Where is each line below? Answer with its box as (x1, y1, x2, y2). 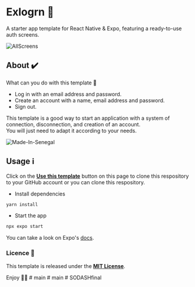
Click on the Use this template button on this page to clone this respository (6, 172, 189, 180)
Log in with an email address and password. (14, 90, 122, 97)
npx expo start (6, 224, 44, 230)
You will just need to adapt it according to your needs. (6, 127, 137, 134)
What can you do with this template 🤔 (6, 79, 97, 86)
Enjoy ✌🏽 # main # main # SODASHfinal (6, 274, 102, 281)
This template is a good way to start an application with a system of (6, 115, 170, 122)
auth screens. (6, 31, 39, 38)
